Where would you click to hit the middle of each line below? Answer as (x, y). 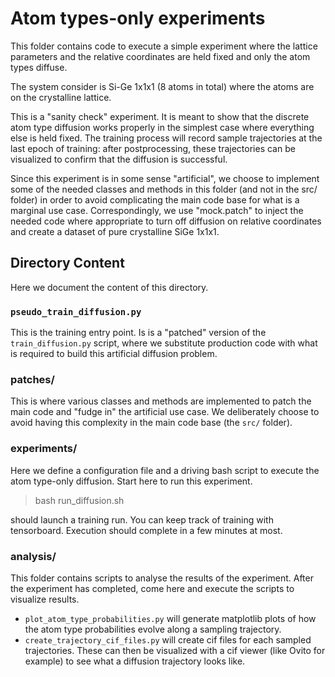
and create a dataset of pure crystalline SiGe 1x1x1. (115, 231)
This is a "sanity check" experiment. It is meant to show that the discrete (160, 116)
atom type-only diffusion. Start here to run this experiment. (131, 481)
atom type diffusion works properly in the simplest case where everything (162, 127)
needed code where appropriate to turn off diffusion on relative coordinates (166, 221)
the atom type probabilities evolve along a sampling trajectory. (153, 629)
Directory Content (67, 263)
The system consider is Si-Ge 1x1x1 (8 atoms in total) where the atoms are (162, 86)
